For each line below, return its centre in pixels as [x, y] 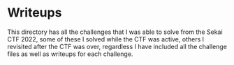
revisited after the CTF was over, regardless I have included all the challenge [117, 46]
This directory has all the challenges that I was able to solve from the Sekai [115, 32]
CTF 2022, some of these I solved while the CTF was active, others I [106, 39]
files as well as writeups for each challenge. [70, 54]
